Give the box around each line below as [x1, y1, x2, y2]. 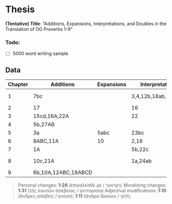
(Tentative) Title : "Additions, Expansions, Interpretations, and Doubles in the [5, 21, 167, 27]
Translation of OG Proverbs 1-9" [5, 26, 73, 32]
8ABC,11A [33, 137, 59, 145]
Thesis [5, 4, 35, 15]
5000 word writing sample [12, 50, 69, 57]
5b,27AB [33, 121, 55, 128]
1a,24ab [131, 157, 152, 165]
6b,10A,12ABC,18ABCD [33, 169, 93, 176]
